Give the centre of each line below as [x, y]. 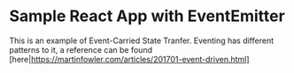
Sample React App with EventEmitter [147, 16]
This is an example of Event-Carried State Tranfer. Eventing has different [142, 40]
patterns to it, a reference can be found [81, 49]
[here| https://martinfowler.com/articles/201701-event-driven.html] [129, 59]
